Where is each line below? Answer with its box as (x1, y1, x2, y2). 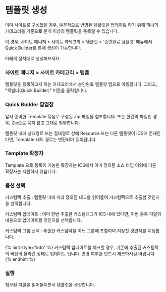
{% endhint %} (5, 256, 36, 262)
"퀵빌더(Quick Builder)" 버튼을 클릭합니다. (5, 87, 88, 93)
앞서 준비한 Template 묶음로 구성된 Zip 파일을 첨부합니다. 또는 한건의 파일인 (5, 113, 152, 119)
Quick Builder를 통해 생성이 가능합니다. (5, 45, 82, 51)
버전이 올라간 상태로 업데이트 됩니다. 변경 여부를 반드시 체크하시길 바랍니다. (10, 251, 156, 257)
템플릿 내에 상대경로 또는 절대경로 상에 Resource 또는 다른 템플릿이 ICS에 (5, 130, 148, 136)
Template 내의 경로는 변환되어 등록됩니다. (15, 136, 97, 142)
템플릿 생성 (5, 4, 48, 16)
